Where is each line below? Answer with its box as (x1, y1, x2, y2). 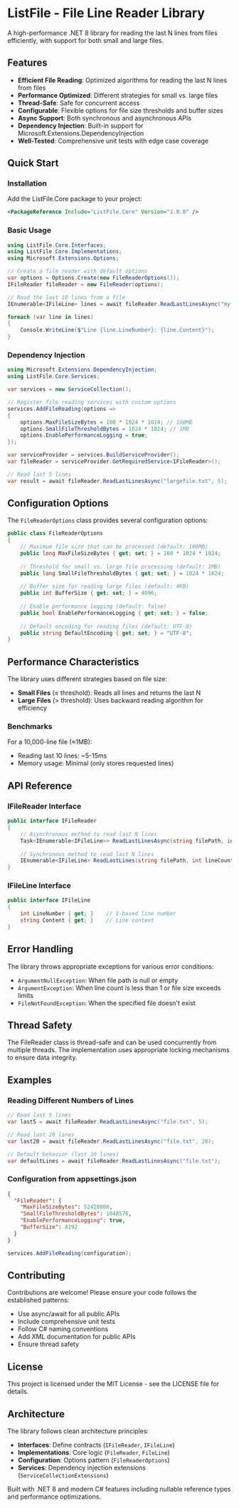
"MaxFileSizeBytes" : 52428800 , (20, 1203, 113, 1211)
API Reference (7, 780, 73, 792)
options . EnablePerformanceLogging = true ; (20, 432, 148, 439)
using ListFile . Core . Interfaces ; (7, 241, 107, 249)
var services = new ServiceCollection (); (7, 386, 132, 393)
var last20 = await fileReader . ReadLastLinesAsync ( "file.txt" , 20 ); (7, 1138, 215, 1145)
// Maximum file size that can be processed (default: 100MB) (20, 544, 208, 551)
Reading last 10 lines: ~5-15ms (17, 751, 107, 760)
